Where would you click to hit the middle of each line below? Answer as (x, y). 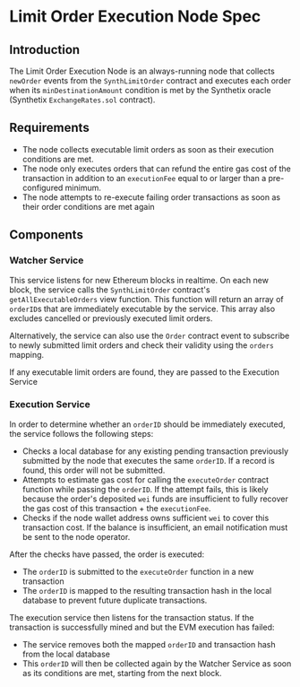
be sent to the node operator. (76, 536)
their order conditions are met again (88, 206)
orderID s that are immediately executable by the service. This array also (142, 309)
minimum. (83, 187)
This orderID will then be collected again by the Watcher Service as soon (157, 663)
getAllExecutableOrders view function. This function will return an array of (146, 299)
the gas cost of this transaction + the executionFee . (116, 508)
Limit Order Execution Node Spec (135, 17)
